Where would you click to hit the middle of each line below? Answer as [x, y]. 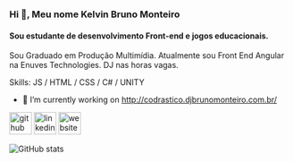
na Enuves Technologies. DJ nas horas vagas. [94, 65]
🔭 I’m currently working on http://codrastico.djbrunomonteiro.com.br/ [150, 100]
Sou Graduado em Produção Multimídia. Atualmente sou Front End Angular [146, 55]
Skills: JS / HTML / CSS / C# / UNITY [77, 82]
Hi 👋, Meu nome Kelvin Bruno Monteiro [95, 14]
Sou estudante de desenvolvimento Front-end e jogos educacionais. [139, 36]
